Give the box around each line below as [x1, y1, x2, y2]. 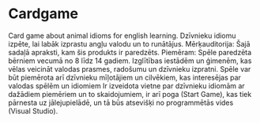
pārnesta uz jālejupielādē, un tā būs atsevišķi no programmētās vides [8, 98, 234, 107]
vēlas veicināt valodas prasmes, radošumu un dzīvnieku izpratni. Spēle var [8, 64, 251, 73]
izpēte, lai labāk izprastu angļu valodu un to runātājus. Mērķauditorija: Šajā [8, 39, 251, 48]
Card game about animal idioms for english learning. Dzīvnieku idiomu [8, 31, 236, 40]
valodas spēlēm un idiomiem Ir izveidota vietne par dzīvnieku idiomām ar [8, 80, 245, 91]
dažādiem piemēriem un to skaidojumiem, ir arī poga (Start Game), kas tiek [8, 89, 252, 99]
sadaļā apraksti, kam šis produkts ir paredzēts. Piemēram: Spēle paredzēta [8, 47, 252, 57]
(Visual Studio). [8, 106, 58, 115]
